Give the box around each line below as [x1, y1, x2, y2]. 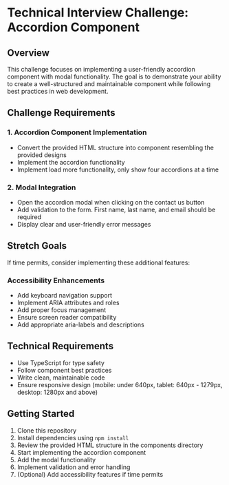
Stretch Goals [7, 240, 67, 252]
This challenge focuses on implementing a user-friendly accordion [7, 65, 196, 73]
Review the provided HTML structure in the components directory [17, 441, 204, 449]
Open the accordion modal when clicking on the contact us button [17, 198, 205, 206]
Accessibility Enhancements [7, 276, 105, 285]
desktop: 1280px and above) [17, 388, 98, 396]
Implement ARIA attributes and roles [17, 298, 120, 307]
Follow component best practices [17, 366, 112, 374]
